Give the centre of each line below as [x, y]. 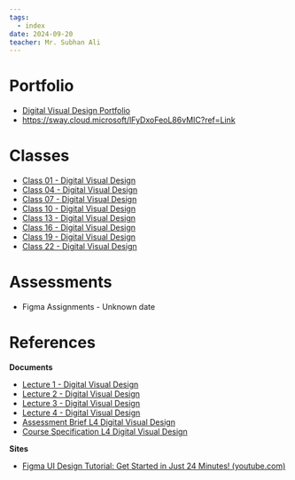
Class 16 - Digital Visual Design [78, 228]
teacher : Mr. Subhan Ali [55, 42]
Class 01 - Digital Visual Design [78, 181]
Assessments [61, 283]
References [52, 343]
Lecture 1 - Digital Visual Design [80, 384]
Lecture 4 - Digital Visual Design [81, 413]
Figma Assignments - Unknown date [89, 307]
